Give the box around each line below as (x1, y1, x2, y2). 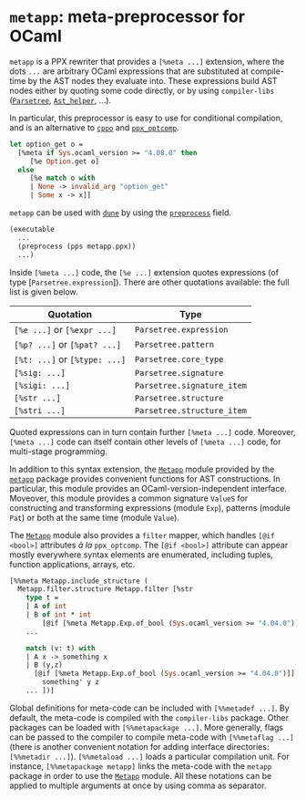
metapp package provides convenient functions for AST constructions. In (9, 473, 280, 484)
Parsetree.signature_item (135, 380, 248, 390)
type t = (25, 593, 59, 603)
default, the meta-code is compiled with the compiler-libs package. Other (9, 712, 290, 722)
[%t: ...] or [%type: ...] (14, 353, 127, 366)
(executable (9, 225, 55, 234)
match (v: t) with (25, 643, 96, 653)
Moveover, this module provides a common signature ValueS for (9, 493, 249, 504)
